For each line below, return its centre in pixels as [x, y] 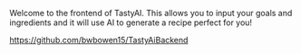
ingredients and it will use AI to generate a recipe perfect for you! [131, 22]
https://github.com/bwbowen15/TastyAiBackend [99, 40]
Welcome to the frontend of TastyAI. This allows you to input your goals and [151, 13]
